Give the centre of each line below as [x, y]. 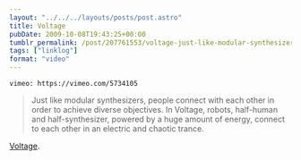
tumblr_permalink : [43, 42]
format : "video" [39, 59]
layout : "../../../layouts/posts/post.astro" [95, 17]
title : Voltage [38, 26]
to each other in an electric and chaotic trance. [117, 129]
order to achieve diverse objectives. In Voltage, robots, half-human [155, 109]
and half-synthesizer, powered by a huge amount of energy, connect [158, 119]
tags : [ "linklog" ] [43, 51]
